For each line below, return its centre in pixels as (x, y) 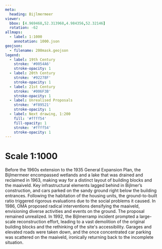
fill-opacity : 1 (30, 123)
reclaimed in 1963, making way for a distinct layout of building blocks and (79, 180)
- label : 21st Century (32, 87)
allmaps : (14, 32)
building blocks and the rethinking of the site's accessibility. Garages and (78, 227)
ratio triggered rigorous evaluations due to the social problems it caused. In (80, 201)
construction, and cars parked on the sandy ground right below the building (81, 190)
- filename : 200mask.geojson (39, 50)
